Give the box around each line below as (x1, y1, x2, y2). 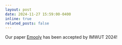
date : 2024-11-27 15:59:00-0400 (5, 12, 71, 17)
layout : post (5, 7, 32, 12)
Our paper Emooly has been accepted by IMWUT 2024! (5, 34, 118, 40)
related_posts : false (5, 21, 49, 26)
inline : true (5, 16, 32, 21)
